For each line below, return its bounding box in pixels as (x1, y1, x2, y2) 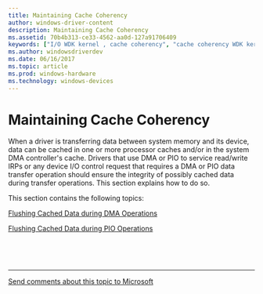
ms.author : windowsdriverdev (8, 48, 103, 56)
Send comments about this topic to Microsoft (8, 277, 154, 286)
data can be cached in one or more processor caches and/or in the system (8, 145, 250, 154)
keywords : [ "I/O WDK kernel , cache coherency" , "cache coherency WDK (8, 41, 243, 49)
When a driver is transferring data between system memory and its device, (8, 136, 250, 146)
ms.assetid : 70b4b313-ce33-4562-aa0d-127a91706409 (8, 33, 177, 42)
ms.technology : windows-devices (8, 77, 113, 85)
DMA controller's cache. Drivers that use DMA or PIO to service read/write (8, 154, 248, 163)
